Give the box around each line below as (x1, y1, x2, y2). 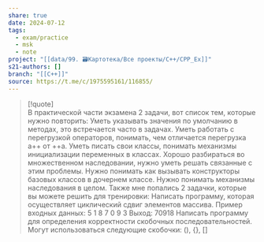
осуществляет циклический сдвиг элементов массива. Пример (27, 199, 243, 209)
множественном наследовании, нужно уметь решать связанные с (27, 158, 253, 167)
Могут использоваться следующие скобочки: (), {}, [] (27, 225, 208, 234)
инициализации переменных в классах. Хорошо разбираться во (27, 149, 246, 158)
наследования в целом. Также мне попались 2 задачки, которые (27, 183, 247, 192)
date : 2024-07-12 (8, 19, 65, 27)
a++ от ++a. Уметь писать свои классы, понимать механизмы (27, 141, 237, 151)
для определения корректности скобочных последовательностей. (27, 216, 252, 225)
